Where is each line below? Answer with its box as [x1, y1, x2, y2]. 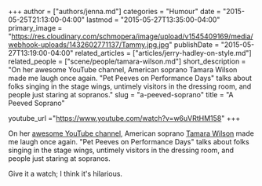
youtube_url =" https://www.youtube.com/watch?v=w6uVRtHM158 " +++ [8, 114, 241, 122]
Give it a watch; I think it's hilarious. [8, 169, 123, 178]
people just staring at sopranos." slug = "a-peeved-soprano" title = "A [8, 90, 234, 99]
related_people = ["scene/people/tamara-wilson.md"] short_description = [8, 57, 246, 66]
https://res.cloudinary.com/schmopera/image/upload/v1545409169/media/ [11, 31, 253, 41]
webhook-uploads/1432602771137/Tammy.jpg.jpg [8, 40, 169, 49]
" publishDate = [168, 40, 220, 49]
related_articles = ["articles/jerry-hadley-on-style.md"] [75, 49, 253, 57]
